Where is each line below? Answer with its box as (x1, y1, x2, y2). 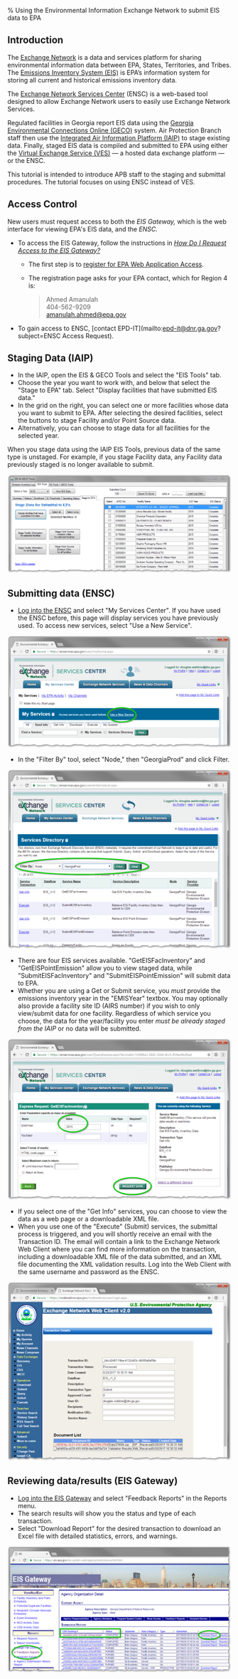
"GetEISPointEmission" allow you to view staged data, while (17, 964, 193, 972)
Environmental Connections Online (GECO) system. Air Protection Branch (7, 126, 222, 135)
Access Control (7, 199, 77, 211)
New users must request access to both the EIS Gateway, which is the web (7, 217, 227, 226)
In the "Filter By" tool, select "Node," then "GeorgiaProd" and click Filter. (17, 754, 229, 764)
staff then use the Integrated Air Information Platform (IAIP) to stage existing (7, 133, 230, 142)
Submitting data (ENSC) (7, 587, 115, 599)
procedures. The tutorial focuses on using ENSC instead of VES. (7, 177, 195, 186)
